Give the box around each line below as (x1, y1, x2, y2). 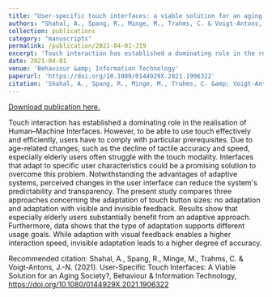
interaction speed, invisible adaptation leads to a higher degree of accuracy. (8, 238, 262, 248)
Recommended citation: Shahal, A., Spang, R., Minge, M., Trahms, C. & (8, 253, 244, 263)
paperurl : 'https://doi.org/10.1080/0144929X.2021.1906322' (8, 72, 216, 80)
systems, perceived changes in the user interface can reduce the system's (8, 177, 257, 187)
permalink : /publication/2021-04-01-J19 (8, 42, 147, 50)
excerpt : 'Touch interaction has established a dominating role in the (8, 49, 255, 57)
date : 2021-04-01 (8, 57, 67, 66)
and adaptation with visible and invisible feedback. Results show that (8, 203, 238, 213)
